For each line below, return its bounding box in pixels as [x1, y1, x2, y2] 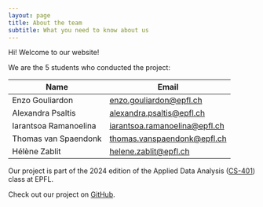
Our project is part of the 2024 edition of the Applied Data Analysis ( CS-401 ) [8, 166, 256, 176]
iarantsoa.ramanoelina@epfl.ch [109, 120, 225, 131]
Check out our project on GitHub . [8, 190, 115, 199]
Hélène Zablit [12, 146, 61, 157]
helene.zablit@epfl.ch [109, 146, 190, 157]
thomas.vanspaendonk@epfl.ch [109, 133, 227, 144]
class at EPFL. [8, 175, 53, 184]
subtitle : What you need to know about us [8, 26, 149, 34]
